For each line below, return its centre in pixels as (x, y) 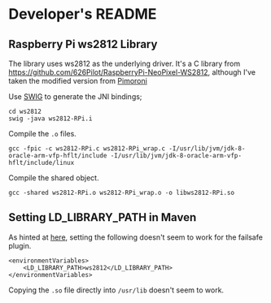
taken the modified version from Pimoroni (78, 81)
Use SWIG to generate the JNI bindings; (75, 97)
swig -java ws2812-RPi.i (50, 119)
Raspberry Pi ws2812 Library (83, 44)
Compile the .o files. (43, 134)
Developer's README (83, 14)
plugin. (20, 245)
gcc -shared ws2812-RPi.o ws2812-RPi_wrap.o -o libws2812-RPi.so (121, 193)
